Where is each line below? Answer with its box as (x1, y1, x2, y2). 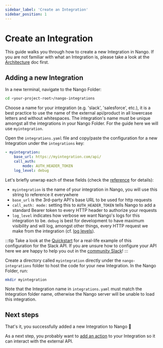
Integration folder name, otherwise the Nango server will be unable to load (5, 291, 155, 297)
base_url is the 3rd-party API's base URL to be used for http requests (12, 197, 152, 203)
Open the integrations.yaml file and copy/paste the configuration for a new (5, 135, 158, 141)
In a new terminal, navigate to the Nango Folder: (5, 87, 102, 93)
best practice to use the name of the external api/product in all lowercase (5, 110, 153, 116)
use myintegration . (5, 126, 43, 132)
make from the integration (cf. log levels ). (12, 228, 95, 234)
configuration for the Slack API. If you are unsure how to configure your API (5, 243, 157, 249)
